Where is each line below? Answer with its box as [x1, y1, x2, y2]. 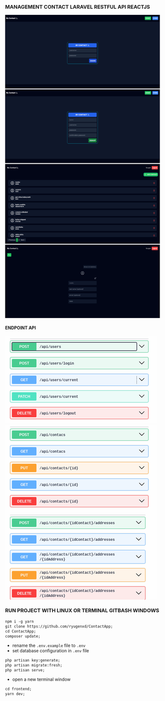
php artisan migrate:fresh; [5, 663, 63, 667]
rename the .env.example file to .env [12, 642, 86, 648]
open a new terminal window [12, 676, 71, 682]
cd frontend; [5, 686, 32, 691]
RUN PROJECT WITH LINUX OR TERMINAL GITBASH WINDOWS [5, 607, 160, 614]
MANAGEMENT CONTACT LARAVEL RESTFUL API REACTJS [5, 3, 150, 10]
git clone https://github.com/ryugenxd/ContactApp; [5, 624, 113, 629]
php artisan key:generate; [5, 658, 60, 663]
